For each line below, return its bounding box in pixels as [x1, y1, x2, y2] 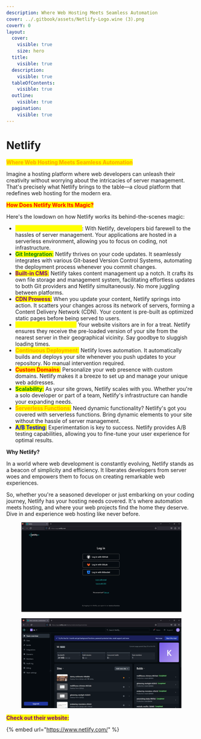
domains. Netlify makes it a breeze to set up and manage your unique [14, 372, 188, 379]
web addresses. [14, 378, 56, 386]
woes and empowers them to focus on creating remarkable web [6, 473, 165, 480]
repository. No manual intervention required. [14, 360, 126, 367]
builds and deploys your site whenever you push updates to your [14, 353, 176, 360]
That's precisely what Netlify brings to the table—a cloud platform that [6, 183, 181, 190]
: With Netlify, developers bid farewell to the [81, 224, 191, 232]
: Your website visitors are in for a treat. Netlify [75, 321, 191, 328]
